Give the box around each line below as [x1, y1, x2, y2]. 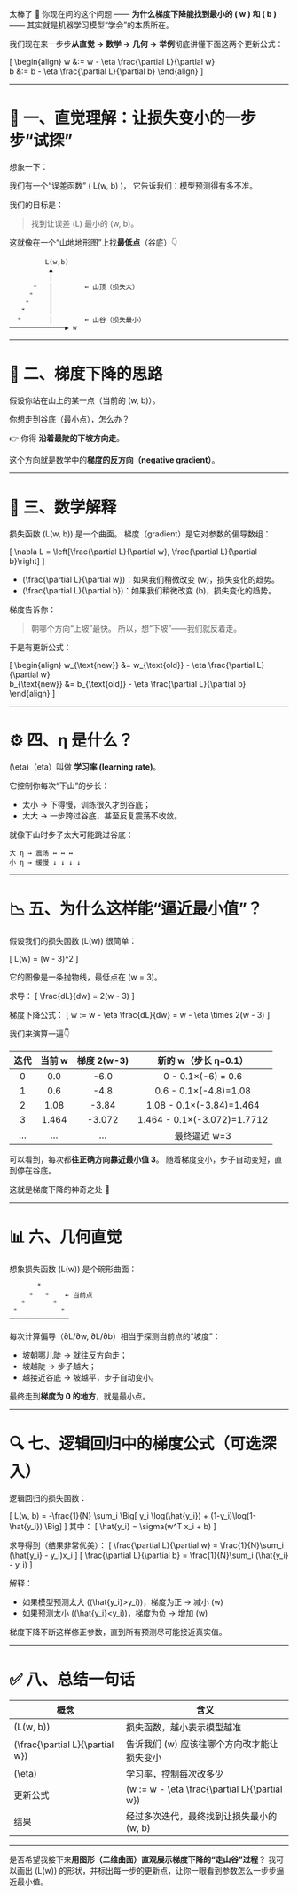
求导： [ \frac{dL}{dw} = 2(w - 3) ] [9, 990, 135, 1001]
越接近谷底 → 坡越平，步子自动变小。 [21, 1372, 160, 1383]
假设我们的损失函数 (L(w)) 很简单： [9, 935, 137, 946]
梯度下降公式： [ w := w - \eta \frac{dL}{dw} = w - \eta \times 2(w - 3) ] [9, 1009, 271, 1020]
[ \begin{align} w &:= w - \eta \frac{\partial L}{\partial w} [9, 57, 216, 67]
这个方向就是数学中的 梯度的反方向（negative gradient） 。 [9, 454, 220, 465]
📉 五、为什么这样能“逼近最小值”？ [9, 899, 263, 919]
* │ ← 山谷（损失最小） [17, 315, 146, 324]
